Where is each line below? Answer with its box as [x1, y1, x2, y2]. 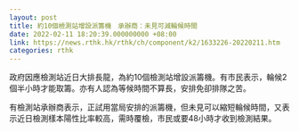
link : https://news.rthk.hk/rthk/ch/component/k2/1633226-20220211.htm [9, 37, 280, 47]
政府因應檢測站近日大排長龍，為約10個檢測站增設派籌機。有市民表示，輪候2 [9, 72, 287, 83]
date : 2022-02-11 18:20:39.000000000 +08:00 [9, 29, 177, 38]
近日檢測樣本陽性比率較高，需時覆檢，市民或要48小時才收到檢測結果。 [16, 113, 277, 124]
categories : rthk [9, 46, 74, 55]
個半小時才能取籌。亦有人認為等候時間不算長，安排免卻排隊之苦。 [9, 83, 251, 94]
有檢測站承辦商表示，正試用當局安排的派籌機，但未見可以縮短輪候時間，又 [9, 102, 282, 112]
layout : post [9, 12, 58, 22]
